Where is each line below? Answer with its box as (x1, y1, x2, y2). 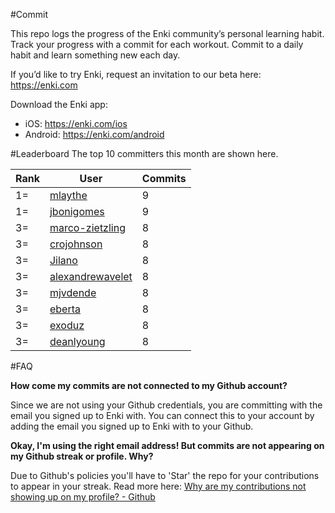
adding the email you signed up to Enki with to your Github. (10, 420, 254, 432)
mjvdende (49, 286, 97, 299)
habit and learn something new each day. (10, 49, 181, 61)
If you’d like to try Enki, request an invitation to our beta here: (10, 69, 262, 80)
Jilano (49, 254, 78, 267)
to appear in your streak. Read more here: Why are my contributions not (10, 480, 307, 492)
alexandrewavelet (49, 270, 133, 283)
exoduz (49, 319, 85, 332)
